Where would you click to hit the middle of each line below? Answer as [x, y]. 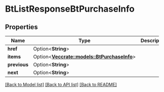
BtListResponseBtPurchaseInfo [70, 9]
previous [18, 64]
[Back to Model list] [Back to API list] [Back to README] [61, 84]
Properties [21, 27]
